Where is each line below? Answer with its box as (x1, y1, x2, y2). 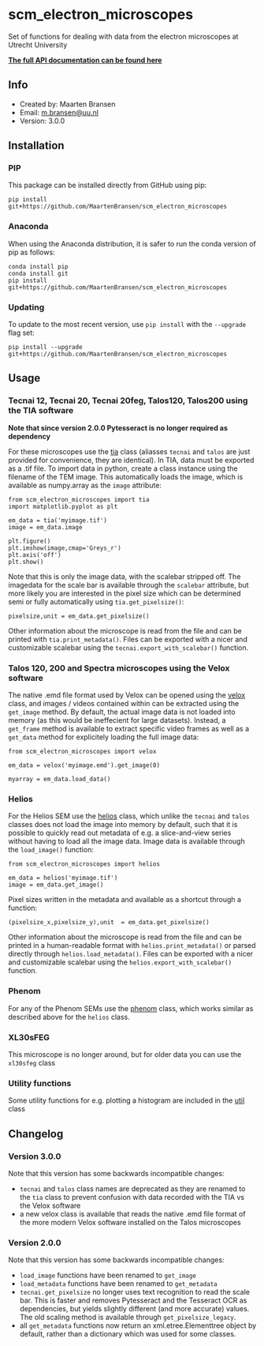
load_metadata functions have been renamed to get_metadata (19, 1279, 218, 1288)
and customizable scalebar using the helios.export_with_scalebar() (8, 957, 232, 967)
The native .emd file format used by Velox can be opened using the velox (8, 690, 246, 700)
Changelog (8, 1127, 64, 1141)
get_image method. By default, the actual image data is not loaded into (8, 707, 236, 716)
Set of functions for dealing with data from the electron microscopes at (8, 32, 239, 41)
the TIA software (8, 405, 74, 416)
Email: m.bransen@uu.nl (19, 107, 99, 117)
